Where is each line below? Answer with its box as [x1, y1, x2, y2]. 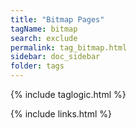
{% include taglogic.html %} [10, 89, 127, 100]
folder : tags [10, 61, 65, 71]
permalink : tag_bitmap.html [10, 42, 128, 53]
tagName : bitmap [10, 24, 78, 34]
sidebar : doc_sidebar [10, 52, 101, 62]
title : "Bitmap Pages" [10, 14, 105, 25]
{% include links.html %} [10, 108, 112, 120]
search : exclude [10, 33, 78, 43]
